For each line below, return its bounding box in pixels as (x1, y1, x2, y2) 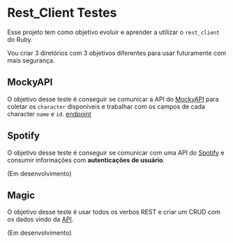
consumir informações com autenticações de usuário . (7, 155, 165, 164)
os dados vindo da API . (7, 215, 74, 224)
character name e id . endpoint (7, 109, 92, 118)
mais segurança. (7, 56, 55, 64)
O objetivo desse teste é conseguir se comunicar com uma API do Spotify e (7, 148, 225, 157)
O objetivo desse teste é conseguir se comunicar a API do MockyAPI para (7, 95, 219, 103)
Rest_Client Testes (7, 5, 117, 21)
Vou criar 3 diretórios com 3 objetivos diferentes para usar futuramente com (7, 49, 227, 57)
